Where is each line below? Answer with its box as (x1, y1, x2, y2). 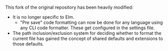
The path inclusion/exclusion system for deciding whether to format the (12, 30, 161, 36)
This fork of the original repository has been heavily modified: (5, 5, 134, 10)
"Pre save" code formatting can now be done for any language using (20, 20, 163, 25)
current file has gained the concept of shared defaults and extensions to (12, 35, 163, 41)
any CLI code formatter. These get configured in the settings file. (20, 25, 155, 31)
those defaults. (12, 41, 44, 47)
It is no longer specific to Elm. (12, 14, 75, 20)
